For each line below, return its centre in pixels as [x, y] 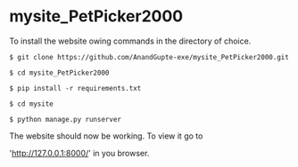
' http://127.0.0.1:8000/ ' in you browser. [79, 153]
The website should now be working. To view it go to [106, 136]
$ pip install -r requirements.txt [75, 88]
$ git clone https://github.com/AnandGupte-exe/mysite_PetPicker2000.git [149, 57]
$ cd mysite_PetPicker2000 [59, 73]
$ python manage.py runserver [66, 119]
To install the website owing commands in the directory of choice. [130, 41]
